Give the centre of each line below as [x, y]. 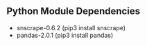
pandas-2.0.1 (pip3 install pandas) [65, 35]
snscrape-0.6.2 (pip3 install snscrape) [71, 27]
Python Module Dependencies [73, 11]
